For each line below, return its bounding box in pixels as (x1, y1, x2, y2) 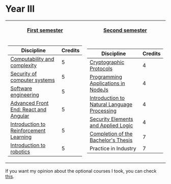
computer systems (10, 76, 55, 83)
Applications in (90, 80, 126, 87)
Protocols (90, 65, 113, 72)
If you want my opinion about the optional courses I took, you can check (5, 168, 157, 174)
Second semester (103, 27, 148, 34)
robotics (10, 148, 31, 155)
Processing (90, 107, 117, 114)
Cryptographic (90, 58, 125, 65)
